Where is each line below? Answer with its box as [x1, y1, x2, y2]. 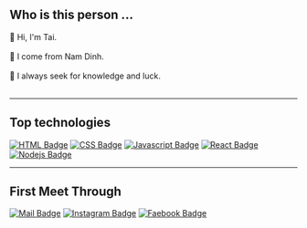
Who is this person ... [9, 7, 134, 23]
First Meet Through [9, 184, 122, 200]
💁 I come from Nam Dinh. [9, 50, 105, 62]
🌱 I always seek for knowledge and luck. [9, 70, 162, 81]
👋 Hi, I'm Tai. [9, 31, 58, 42]
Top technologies [9, 115, 111, 130]
